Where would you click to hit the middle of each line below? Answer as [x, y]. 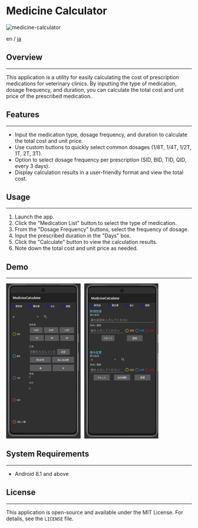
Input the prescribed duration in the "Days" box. [73, 236]
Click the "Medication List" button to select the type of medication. [95, 223]
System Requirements [48, 454]
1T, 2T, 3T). [28, 153]
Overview [24, 57]
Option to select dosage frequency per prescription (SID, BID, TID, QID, [100, 160]
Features [23, 115]
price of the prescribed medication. [49, 96]
